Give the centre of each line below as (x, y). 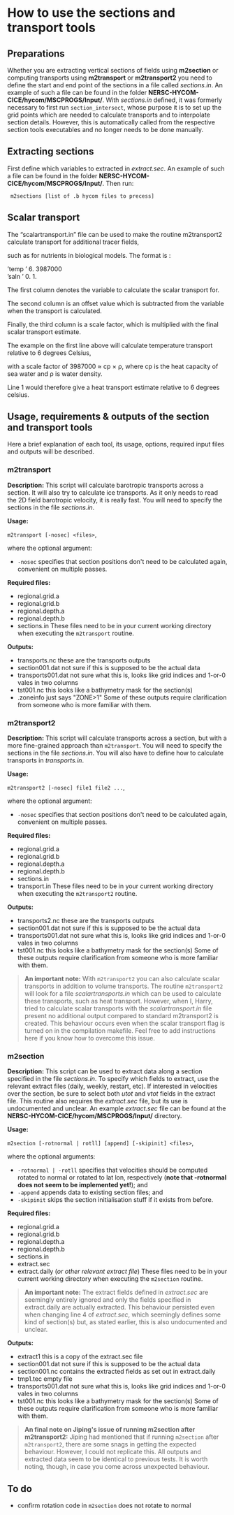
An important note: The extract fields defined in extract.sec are (116, 1292)
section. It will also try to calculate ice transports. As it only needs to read (113, 492)
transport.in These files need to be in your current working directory (115, 886)
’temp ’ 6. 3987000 (35, 269)
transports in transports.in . (46, 760)
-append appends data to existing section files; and (90, 1192)
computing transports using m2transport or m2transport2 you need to (110, 78)
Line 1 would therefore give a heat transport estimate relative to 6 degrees (114, 387)
